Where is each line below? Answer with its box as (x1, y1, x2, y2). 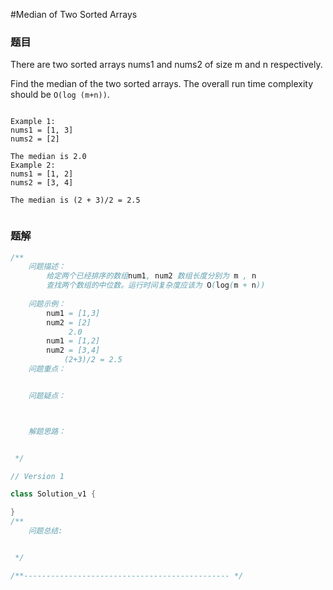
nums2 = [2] (10, 134, 60, 144)
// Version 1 (10, 471, 65, 481)
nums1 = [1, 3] (10, 125, 74, 136)
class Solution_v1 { (10, 489, 97, 499)
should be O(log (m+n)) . (10, 89, 110, 101)
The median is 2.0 (10, 152, 87, 162)
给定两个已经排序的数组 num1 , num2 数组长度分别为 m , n (46, 271, 257, 281)
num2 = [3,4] (46, 345, 101, 356)
